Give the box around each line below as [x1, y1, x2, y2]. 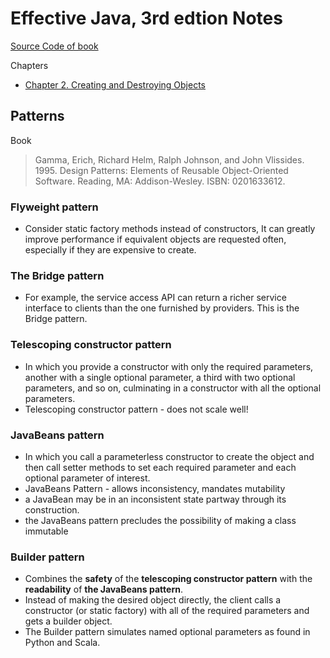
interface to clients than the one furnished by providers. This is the [24, 302, 300, 314]
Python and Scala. [24, 637, 101, 649]
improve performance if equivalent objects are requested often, [24, 233, 287, 246]
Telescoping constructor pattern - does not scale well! [24, 403, 249, 415]
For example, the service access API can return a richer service [24, 292, 287, 304]
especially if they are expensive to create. [24, 244, 197, 256]
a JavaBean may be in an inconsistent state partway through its [24, 493, 287, 505]
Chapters [10, 59, 49, 71]
